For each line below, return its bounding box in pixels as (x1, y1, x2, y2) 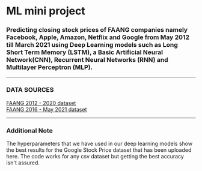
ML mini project (6, 4, 85, 18)
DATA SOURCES (6, 86, 54, 94)
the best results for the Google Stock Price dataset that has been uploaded (6, 146, 192, 154)
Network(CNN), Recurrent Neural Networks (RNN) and (6, 56, 168, 64)
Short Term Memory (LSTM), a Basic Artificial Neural (6, 48, 164, 56)
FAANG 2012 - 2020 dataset (6, 99, 76, 106)
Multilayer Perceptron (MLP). (6, 63, 93, 71)
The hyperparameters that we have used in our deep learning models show (6, 140, 193, 148)
